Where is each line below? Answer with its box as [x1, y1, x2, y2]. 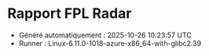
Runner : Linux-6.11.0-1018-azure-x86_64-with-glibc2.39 [18, 38, 202, 47]
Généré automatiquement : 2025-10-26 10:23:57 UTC [18, 30, 192, 40]
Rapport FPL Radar [7, 5, 132, 23]
